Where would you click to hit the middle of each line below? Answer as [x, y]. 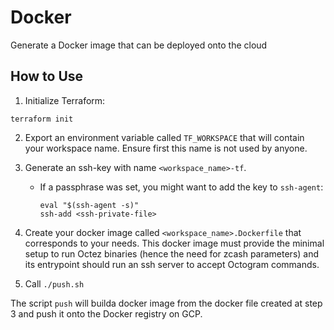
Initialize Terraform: [65, 100]
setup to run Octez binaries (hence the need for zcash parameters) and [172, 253]
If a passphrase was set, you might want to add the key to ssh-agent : [181, 187]
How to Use [47, 76]
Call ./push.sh [54, 283]
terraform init [42, 119]
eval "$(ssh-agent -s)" [89, 205]
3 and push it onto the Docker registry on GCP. [106, 313]
